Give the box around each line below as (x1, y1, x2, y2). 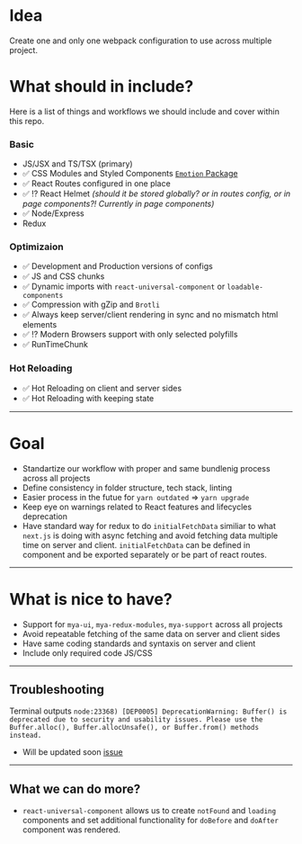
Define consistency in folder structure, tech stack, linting (22, 482, 233, 493)
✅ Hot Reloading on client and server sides (22, 382, 182, 393)
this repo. (9, 115, 45, 126)
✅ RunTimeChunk (22, 339, 88, 350)
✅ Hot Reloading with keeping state (22, 392, 155, 403)
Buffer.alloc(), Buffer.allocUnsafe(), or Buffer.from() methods (9, 723, 259, 732)
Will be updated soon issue (22, 747, 123, 758)
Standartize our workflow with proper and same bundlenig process (22, 462, 271, 473)
